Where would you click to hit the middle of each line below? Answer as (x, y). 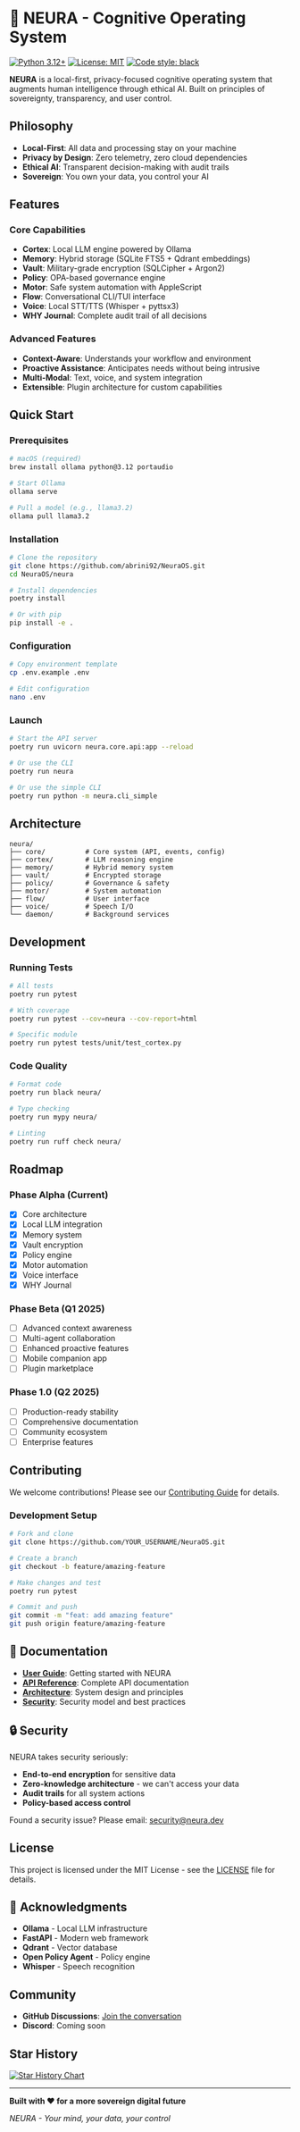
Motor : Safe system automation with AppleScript (112, 287)
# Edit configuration (50, 689)
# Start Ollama (37, 483)
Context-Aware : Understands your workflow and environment (137, 358)
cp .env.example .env (50, 673)
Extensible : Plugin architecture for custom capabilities (122, 387)
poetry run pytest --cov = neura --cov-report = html (104, 1019)
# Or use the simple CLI (55, 787)
